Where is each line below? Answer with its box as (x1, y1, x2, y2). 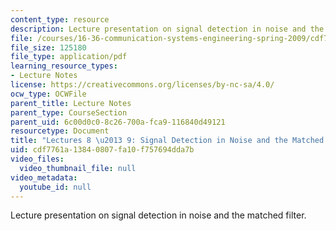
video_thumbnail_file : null (19, 163, 137, 173)
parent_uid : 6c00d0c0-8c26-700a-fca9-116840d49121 (10, 117, 226, 127)
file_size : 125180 (10, 42, 87, 53)
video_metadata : (10, 172, 78, 183)
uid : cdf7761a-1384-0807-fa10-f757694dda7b (10, 145, 195, 155)
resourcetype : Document (10, 126, 110, 136)
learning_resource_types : (10, 61, 118, 71)
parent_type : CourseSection (10, 107, 128, 118)
